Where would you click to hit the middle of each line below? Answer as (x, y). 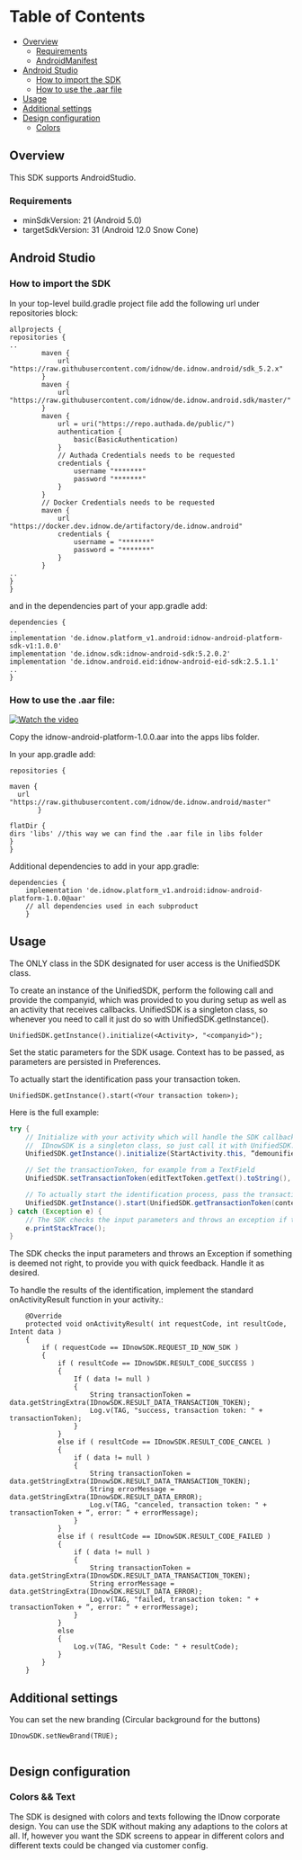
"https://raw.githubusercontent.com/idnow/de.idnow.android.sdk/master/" (151, 400)
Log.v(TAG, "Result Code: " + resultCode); (156, 1647)
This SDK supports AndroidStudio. (73, 177)
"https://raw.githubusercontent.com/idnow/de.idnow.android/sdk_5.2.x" (146, 369)
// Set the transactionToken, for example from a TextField (140, 1170)
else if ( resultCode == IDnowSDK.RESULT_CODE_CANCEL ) (164, 1442)
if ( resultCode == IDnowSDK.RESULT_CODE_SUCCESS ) (156, 1364)
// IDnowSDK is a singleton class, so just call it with (136, 1145)
